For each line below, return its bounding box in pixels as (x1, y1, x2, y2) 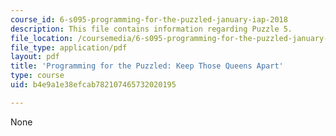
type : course (10, 71, 65, 81)
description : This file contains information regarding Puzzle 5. (10, 24, 293, 34)
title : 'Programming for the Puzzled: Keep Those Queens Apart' (10, 61, 284, 71)
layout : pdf (10, 52, 60, 62)
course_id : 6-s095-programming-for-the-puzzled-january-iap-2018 (10, 14, 288, 25)
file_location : (10, 33, 74, 43)
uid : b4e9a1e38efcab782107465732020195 (10, 80, 177, 90)
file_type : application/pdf (10, 42, 128, 53)
